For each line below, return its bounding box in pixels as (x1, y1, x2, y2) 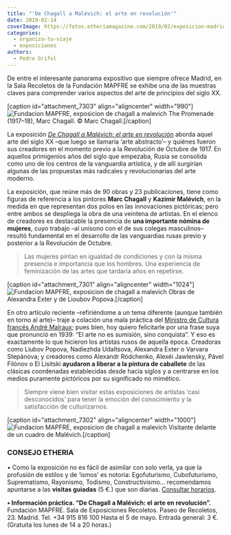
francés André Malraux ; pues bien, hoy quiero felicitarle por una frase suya (7, 322, 220, 331)
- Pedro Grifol (13, 55, 57, 62)
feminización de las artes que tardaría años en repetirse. (23, 266, 184, 275)
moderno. (7, 174, 35, 182)
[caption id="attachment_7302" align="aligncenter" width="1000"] (7, 416, 196, 424)
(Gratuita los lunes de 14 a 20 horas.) (7, 521, 112, 529)
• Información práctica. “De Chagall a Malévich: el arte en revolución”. (7, 498, 212, 507)
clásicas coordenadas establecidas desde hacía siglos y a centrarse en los (7, 367, 219, 375)
